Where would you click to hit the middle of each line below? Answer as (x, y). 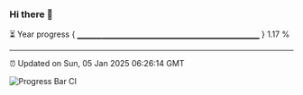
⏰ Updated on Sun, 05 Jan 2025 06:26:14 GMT (97, 64)
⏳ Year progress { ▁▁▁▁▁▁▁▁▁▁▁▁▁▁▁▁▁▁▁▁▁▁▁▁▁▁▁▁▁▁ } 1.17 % (150, 34)
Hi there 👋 (32, 14)
